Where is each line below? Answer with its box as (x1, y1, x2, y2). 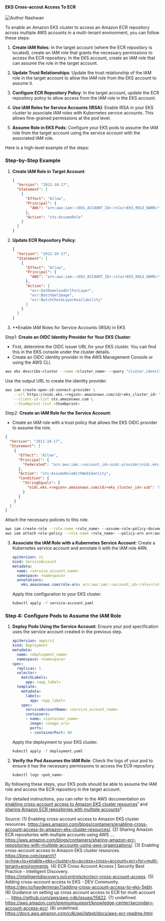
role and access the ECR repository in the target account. (5, 786, 121, 792)
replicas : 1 (17, 666, 41, 671)
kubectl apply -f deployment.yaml (12, 748, 83, 754)
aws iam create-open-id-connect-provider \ (5, 387, 96, 392)
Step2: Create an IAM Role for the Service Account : (5, 410, 111, 416)
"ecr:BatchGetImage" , (30, 293, 75, 298)
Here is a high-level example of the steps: (5, 145, 89, 151)
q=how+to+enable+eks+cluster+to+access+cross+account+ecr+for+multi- (5, 858, 159, 864)
